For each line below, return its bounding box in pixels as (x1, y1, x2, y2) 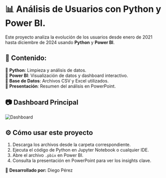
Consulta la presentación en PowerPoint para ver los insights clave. (12, 157, 151, 163)
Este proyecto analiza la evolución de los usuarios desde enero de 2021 (5, 34, 152, 40)
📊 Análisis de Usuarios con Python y (5, 3, 161, 15)
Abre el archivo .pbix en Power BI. (12, 152, 83, 158)
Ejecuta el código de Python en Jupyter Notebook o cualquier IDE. (12, 147, 149, 153)
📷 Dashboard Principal (5, 98, 78, 107)
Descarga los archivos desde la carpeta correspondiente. (12, 141, 131, 147)
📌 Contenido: (5, 54, 47, 62)
